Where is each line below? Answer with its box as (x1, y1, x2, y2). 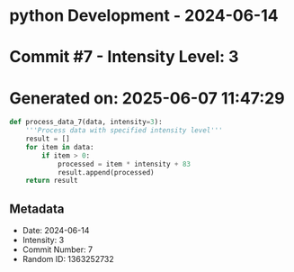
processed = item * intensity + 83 (57, 159, 192, 168)
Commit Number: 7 (22, 244, 93, 255)
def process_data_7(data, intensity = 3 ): (9, 118, 164, 127)
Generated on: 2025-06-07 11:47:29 (9, 87, 285, 108)
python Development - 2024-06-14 (9, 5, 279, 26)
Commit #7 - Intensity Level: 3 (9, 47, 239, 68)
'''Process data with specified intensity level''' (25, 126, 223, 135)
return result (25, 177, 78, 186)
